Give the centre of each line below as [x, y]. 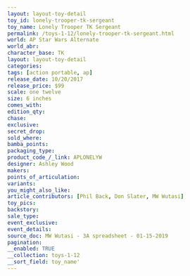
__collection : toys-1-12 [44, 256]
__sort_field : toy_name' [44, 262]
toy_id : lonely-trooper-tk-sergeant [61, 20]
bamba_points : [28, 145]
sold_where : [25, 138]
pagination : [25, 242]
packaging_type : [31, 151]
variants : [22, 183]
